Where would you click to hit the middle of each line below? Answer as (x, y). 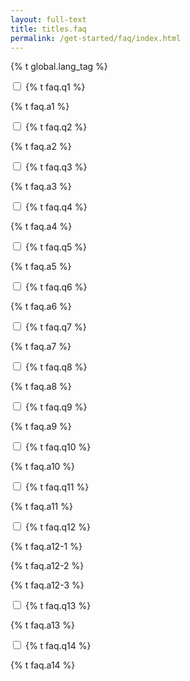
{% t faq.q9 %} (56, 407)
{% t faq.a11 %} (41, 507)
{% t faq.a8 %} (41, 387)
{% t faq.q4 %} (56, 207)
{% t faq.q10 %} (58, 447)
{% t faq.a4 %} (41, 227)
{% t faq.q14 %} (58, 646)
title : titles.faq (48, 29)
